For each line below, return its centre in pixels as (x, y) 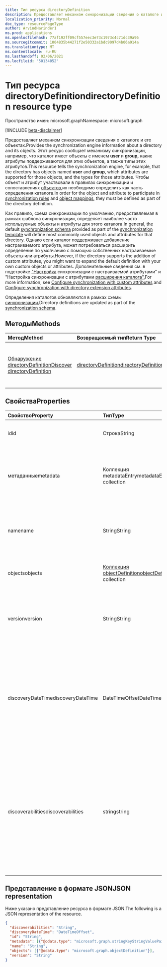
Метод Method (25, 338)
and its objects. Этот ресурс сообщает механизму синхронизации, (76, 151)
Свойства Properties (38, 401)
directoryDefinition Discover (40, 365)
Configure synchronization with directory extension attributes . (69, 288)
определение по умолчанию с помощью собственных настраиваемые (81, 251)
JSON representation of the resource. (44, 914)
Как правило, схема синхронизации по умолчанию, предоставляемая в (82, 213)
